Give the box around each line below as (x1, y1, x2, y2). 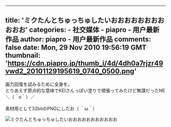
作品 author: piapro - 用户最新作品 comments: (5, 35, 151, 44)
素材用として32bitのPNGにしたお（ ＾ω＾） (5, 105, 98, 111)
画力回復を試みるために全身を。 (5, 81, 72, 87)
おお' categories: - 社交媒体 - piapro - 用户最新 (12, 26, 160, 34)
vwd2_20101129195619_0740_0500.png (5, 67, 135, 76)
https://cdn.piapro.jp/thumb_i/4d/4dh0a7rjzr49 (7, 59, 163, 68)
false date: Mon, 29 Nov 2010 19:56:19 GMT (5, 44, 147, 52)
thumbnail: (5, 51, 41, 60)
